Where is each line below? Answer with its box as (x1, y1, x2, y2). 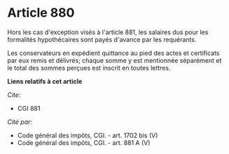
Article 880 (7, 5, 75, 21)
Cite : (7, 91, 21, 99)
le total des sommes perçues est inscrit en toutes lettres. (7, 63, 171, 72)
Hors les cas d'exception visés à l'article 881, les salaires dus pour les (7, 28, 209, 36)
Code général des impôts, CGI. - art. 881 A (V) (17, 138, 151, 147)
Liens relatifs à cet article (7, 77, 83, 85)
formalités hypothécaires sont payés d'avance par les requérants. (7, 35, 197, 43)
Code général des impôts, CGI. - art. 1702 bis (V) (17, 131, 158, 139)
